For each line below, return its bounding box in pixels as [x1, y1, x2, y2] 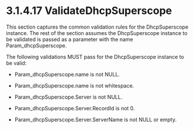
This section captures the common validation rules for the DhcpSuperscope [6, 23, 189, 30]
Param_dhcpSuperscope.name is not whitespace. [14, 82, 134, 89]
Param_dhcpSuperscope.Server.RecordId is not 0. [14, 104, 136, 111]
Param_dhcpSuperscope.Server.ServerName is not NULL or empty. [14, 116, 177, 123]
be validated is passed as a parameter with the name [6, 36, 133, 43]
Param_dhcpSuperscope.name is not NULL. [14, 71, 120, 78]
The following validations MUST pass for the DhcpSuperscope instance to [6, 53, 184, 60]
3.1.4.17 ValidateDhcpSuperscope [6, 4, 172, 18]
